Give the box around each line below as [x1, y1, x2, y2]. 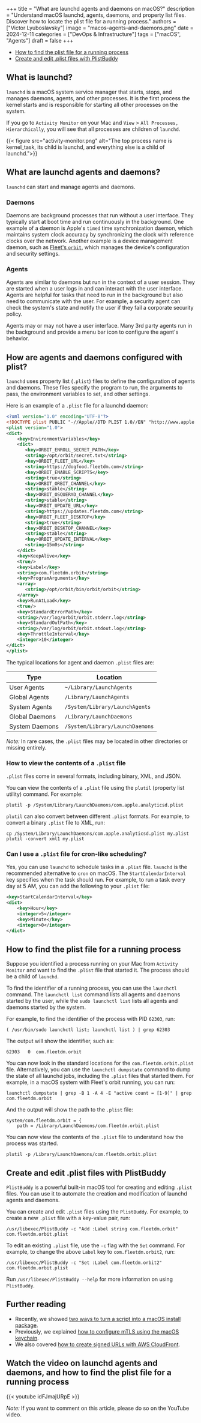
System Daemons [9, 722, 59, 730]
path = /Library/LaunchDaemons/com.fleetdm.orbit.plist [17, 1123, 160, 1129]
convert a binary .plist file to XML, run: [6, 819, 106, 826]
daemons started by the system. [6, 1003, 86, 1011]
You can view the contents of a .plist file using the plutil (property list [6, 784, 185, 791]
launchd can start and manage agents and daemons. [6, 183, 136, 190]
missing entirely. [6, 744, 47, 751]
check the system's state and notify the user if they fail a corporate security [6, 304, 194, 311]
